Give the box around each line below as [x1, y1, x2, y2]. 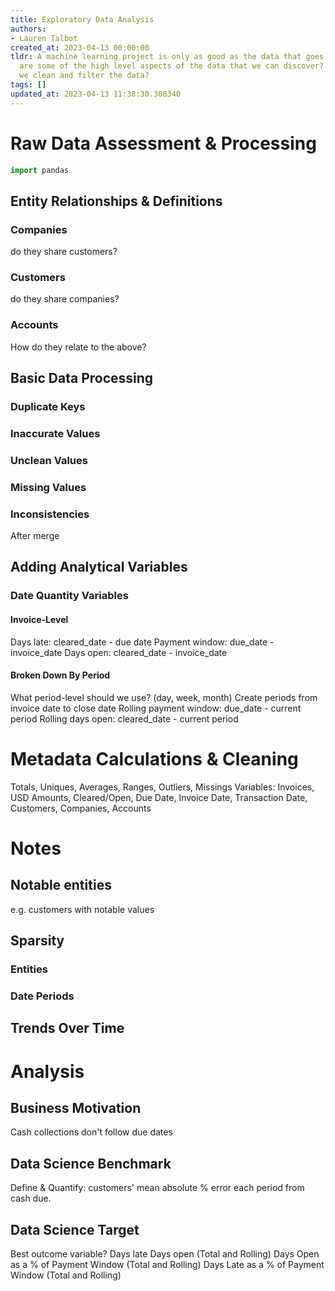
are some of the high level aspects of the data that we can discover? [19, 61, 325, 71]
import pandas [10, 165, 70, 175]
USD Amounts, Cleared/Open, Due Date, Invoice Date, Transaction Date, [10, 791, 308, 803]
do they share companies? [10, 293, 120, 305]
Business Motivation [10, 1099, 142, 1116]
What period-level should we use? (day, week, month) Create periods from [10, 691, 318, 703]
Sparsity [10, 932, 65, 950]
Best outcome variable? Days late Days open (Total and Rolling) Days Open [10, 1248, 320, 1260]
